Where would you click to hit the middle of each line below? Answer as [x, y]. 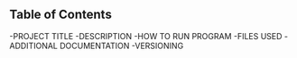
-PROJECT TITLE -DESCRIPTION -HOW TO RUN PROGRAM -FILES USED [146, 36]
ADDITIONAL [34, 46]
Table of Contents [61, 15]
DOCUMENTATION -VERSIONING [122, 46]
